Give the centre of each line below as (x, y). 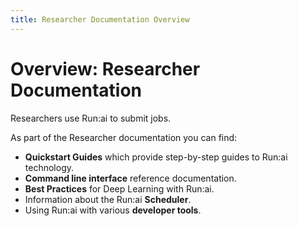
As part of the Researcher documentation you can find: (124, 137)
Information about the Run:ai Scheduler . (108, 199)
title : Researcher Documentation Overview (100, 19)
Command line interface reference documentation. (130, 178)
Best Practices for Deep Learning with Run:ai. (119, 188)
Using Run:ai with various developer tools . (113, 210)
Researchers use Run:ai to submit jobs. (91, 118)
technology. (49, 167)
